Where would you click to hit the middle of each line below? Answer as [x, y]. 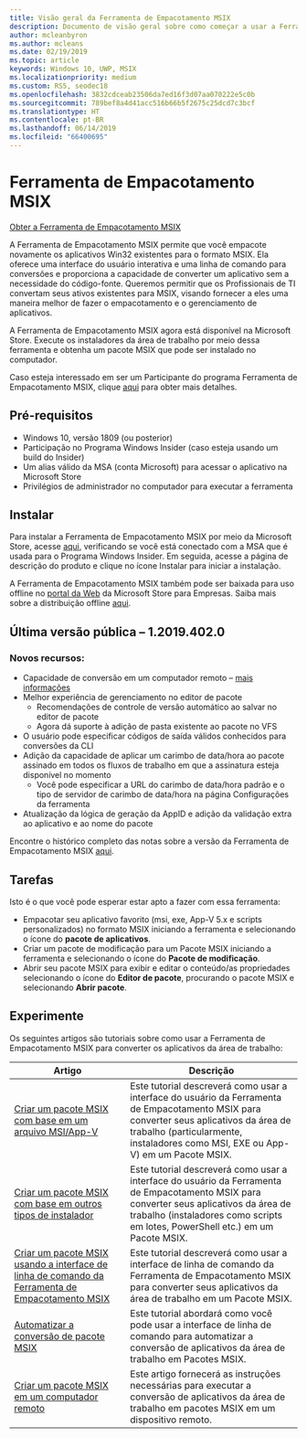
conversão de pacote [59, 1336]
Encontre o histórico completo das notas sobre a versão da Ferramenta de [149, 841]
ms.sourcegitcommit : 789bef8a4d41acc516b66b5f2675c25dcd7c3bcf [132, 103]
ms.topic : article [44, 60]
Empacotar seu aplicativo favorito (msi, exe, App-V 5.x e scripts [143, 919]
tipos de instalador [54, 1215]
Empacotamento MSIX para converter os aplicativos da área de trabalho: [146, 1048]
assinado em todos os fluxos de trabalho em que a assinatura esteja [151, 765]
